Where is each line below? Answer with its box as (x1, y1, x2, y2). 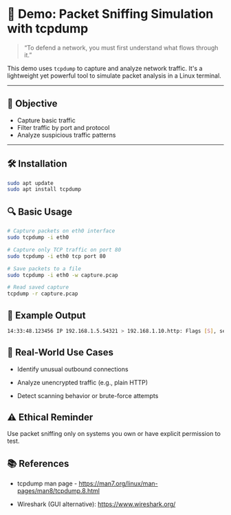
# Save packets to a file (7, 265, 81, 272)
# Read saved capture (7, 284, 69, 291)
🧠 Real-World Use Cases (7, 347, 113, 358)
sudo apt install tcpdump (7, 186, 81, 193)
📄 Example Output (7, 309, 86, 321)
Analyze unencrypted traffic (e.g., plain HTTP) (16, 378, 148, 386)
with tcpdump (7, 21, 89, 36)
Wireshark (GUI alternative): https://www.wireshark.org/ (16, 500, 176, 508)
